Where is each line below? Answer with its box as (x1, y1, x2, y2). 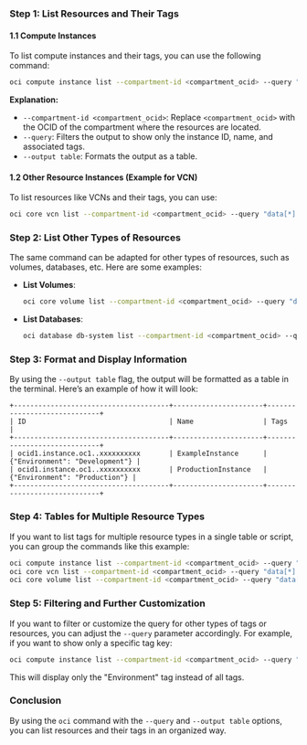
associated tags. (22, 141, 85, 152)
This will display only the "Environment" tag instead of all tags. (9, 671, 245, 683)
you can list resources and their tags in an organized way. (9, 725, 227, 736)
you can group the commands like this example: (9, 540, 190, 551)
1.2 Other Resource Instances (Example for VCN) (9, 172, 198, 183)
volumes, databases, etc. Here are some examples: (9, 261, 203, 272)
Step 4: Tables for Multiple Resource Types (9, 510, 206, 523)
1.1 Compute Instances (9, 30, 97, 41)
